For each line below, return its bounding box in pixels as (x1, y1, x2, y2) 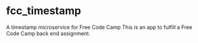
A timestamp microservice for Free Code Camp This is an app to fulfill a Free (6, 24, 193, 31)
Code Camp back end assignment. (6, 29, 90, 37)
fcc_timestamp (6, 4, 82, 18)
